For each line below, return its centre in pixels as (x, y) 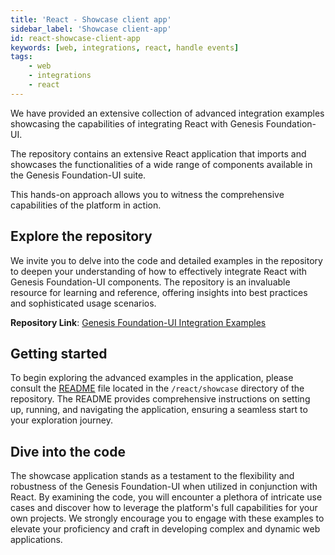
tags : (21, 57)
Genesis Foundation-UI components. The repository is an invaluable (150, 282)
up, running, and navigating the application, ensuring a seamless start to (159, 410)
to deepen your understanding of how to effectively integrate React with (159, 271)
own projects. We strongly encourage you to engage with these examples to (167, 518)
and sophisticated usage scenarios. (83, 303)
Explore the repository (81, 236)
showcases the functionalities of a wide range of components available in (161, 164)
